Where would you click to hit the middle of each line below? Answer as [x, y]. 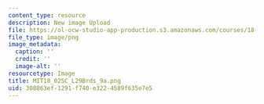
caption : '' [35, 52]
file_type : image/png [44, 37]
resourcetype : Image [42, 74]
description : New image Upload [59, 23]
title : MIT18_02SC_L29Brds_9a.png [65, 81]
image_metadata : [35, 45]
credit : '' [33, 59]
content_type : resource [47, 15]
